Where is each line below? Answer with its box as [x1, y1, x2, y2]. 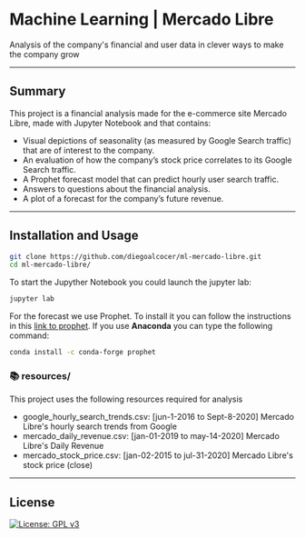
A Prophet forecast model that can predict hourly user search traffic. [22, 174, 280, 184]
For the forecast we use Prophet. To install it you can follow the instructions [9, 311, 292, 322]
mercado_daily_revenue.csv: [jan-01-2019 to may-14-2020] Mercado [22, 431, 280, 442]
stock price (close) [22, 460, 93, 471]
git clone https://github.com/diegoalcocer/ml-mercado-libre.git [9, 252, 261, 261]
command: [9, 330, 50, 341]
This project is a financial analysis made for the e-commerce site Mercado [9, 107, 288, 118]
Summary [9, 84, 66, 99]
